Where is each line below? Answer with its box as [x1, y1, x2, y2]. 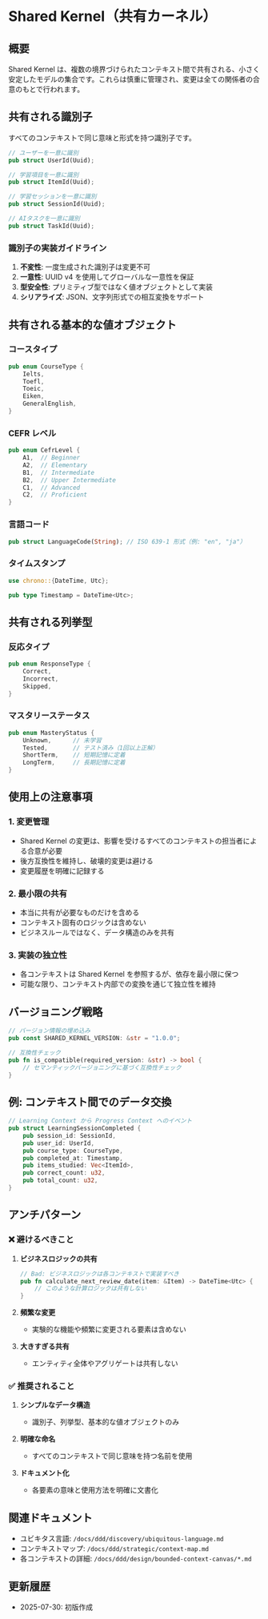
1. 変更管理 [8, 816, 50, 827]
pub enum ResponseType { [8, 660, 91, 669]
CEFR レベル [8, 428, 57, 439]
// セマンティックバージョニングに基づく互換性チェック [22, 1063, 182, 1071]
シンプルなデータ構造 [19, 1400, 90, 1410]
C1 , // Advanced [22, 484, 81, 492]
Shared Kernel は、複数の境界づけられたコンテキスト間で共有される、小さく [8, 65, 260, 74]
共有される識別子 [8, 110, 93, 124]
